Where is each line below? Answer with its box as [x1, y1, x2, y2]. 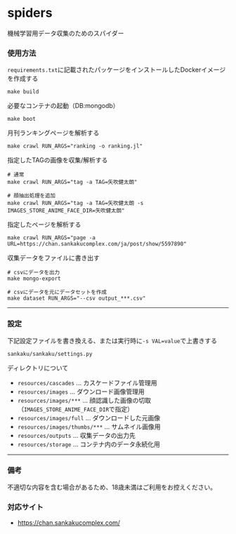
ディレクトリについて [7, 363, 69, 372]
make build [7, 88, 39, 95]
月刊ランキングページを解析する [7, 128, 100, 138]
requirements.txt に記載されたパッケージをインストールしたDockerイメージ [7, 65, 226, 74]
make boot [7, 116, 37, 123]
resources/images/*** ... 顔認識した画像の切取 [17, 396, 151, 404]
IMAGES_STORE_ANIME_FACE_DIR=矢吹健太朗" [7, 207, 125, 215]
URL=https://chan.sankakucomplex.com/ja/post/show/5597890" [7, 241, 188, 248]
